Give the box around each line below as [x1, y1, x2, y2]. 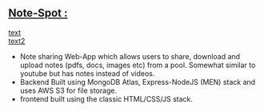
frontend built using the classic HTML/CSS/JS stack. [19, 94, 194, 103]
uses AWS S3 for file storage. [19, 86, 118, 95]
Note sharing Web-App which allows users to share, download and [19, 51, 241, 61]
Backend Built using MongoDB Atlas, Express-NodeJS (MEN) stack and [19, 77, 256, 86]
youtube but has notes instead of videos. [19, 68, 155, 78]
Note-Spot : [8, 6, 68, 20]
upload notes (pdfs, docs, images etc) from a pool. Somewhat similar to [19, 60, 256, 70]
